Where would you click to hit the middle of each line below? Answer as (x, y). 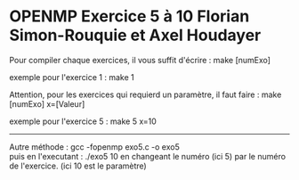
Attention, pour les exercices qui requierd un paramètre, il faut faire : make (145, 94)
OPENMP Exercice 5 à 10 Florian (129, 16)
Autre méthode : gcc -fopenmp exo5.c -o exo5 (94, 147)
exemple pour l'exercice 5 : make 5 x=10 (83, 121)
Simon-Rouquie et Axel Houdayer (135, 35)
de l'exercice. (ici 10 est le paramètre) (78, 166)
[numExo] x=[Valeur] (47, 103)
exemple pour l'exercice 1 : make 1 (72, 77)
